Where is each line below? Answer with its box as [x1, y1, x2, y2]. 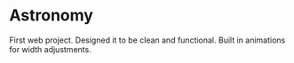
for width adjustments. [9, 43, 91, 54]
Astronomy [9, 5, 93, 26]
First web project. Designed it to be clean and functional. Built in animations [9, 35, 286, 45]
